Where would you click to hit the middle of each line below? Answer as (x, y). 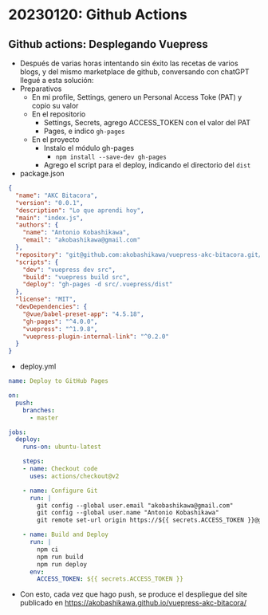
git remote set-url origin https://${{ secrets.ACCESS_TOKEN (141, 520)
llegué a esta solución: (57, 80)
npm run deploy (62, 564)
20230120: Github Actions (98, 15)
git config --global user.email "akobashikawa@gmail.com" (135, 505)
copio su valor (55, 106)
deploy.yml (38, 367)
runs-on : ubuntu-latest (62, 447)
